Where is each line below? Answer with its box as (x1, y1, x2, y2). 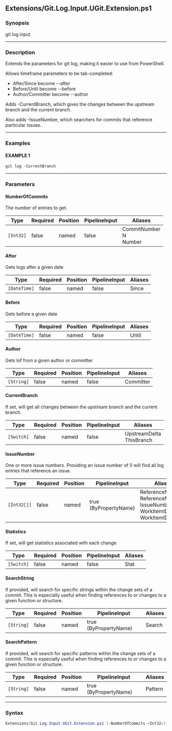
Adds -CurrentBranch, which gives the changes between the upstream (5, 101, 155, 107)
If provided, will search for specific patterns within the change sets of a (5, 650, 156, 656)
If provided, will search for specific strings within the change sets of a (5, 586, 153, 592)
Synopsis (5, 19, 29, 27)
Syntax (5, 709, 24, 716)
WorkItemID (140, 508, 169, 515)
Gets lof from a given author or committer (5, 357, 93, 363)
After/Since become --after (12, 80, 71, 86)
